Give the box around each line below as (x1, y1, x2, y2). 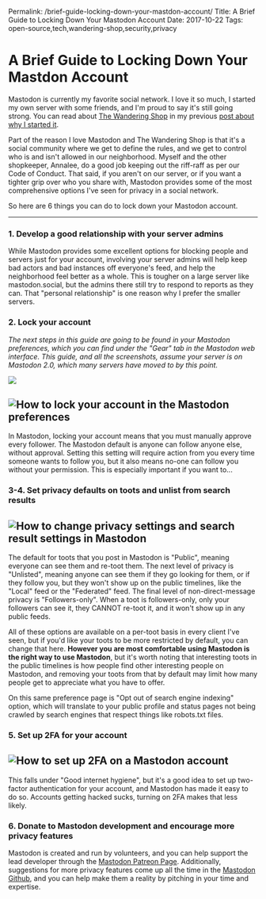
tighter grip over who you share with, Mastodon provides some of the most (8, 177, 253, 186)
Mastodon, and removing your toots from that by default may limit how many (8, 670, 258, 679)
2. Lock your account (8, 317, 91, 328)
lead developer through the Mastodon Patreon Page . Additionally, (8, 857, 222, 866)
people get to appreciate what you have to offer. (8, 678, 165, 687)
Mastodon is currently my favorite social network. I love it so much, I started (8, 94, 256, 104)
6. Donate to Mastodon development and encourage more (8, 820, 235, 832)
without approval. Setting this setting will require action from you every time (8, 448, 255, 458)
